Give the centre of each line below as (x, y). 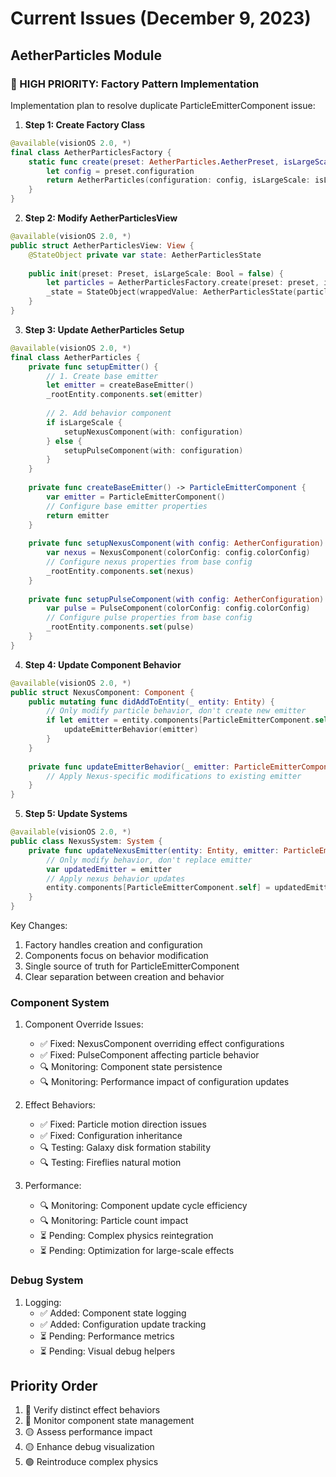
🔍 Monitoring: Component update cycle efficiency (143, 1206)
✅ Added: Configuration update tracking (123, 1324)
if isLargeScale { (84, 422)
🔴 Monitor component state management (109, 1421)
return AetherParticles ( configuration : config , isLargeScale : (178, 180)
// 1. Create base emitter (102, 376)
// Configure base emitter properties (127, 506)
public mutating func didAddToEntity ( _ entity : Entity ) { (151, 702)
